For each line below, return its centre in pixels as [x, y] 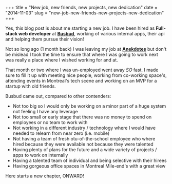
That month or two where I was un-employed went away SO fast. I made [82, 70]
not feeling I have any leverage [45, 111]
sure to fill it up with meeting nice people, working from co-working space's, [86, 75]
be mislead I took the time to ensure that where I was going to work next [82, 54]
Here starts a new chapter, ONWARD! [45, 176]
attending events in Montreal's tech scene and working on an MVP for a [81, 81]
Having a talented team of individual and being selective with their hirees [90, 160]
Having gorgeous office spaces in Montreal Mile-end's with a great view [89, 166]
